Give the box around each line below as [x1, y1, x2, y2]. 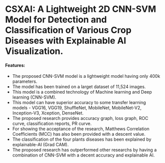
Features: [5, 62, 26, 68]
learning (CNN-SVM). [12, 94, 56, 100]
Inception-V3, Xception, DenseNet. [12, 110, 84, 116]
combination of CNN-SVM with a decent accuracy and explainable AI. [12, 152, 155, 158]
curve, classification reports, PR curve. [12, 120, 92, 127]
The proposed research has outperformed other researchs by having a [12, 147, 157, 153]
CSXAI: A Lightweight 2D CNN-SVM [5, 3, 157, 15]
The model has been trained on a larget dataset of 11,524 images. [12, 84, 146, 90]
